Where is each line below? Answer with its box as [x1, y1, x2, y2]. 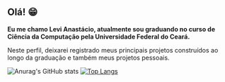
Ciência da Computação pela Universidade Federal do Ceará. [7, 32, 190, 41]
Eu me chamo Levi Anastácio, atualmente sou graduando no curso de [7, 25, 216, 33]
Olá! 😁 [7, 6, 38, 18]
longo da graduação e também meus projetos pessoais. [7, 53, 170, 62]
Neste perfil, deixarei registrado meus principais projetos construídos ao [7, 46, 219, 54]
